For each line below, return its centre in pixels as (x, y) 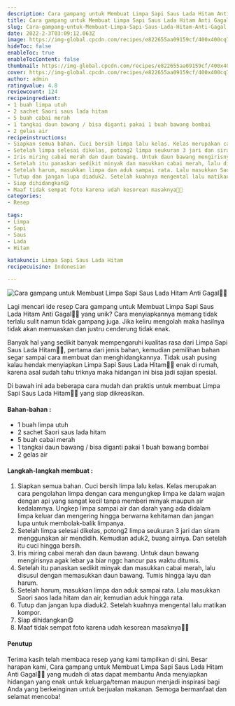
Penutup (20, 644)
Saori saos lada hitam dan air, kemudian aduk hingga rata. (101, 598)
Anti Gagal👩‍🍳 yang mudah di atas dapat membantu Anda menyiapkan (107, 674)
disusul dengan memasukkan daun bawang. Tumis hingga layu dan (114, 576)
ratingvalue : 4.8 (33, 85)
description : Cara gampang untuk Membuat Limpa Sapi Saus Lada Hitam (111, 14)
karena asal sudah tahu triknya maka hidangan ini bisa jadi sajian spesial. (112, 372)
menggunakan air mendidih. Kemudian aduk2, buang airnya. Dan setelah (122, 538)
